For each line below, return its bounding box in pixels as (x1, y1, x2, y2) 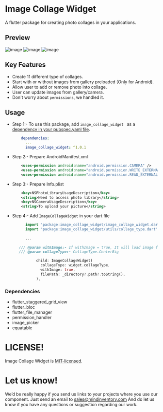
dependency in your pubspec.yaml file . (12, 127, 91, 132)
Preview (5, 34, 31, 42)
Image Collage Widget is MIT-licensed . (5, 358, 82, 364)
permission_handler (12, 314, 52, 320)
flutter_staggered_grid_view (12, 299, 67, 305)
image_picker (12, 319, 39, 325)
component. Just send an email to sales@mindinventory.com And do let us (5, 396, 155, 402)
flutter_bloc (12, 304, 35, 310)
